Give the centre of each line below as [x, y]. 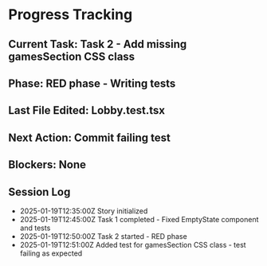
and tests [35, 228]
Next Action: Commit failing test [90, 137]
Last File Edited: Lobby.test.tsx [87, 110]
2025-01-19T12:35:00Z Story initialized [84, 211]
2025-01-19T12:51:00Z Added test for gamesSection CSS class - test [133, 244]
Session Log [39, 192]
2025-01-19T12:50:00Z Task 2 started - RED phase [103, 236]
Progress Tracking [71, 15]
